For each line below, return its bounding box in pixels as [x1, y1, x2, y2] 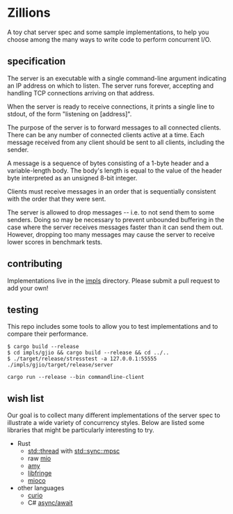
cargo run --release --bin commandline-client [7, 374, 145, 381]
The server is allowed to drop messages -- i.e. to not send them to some [7, 208, 215, 217]
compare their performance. [7, 329, 88, 338]
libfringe [27, 469, 52, 478]
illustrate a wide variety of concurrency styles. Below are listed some [7, 419, 205, 427]
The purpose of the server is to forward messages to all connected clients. [7, 123, 221, 132]
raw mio [27, 454, 51, 462]
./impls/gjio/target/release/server [7, 361, 113, 368]
